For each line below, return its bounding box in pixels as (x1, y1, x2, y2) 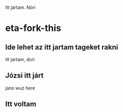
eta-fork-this (5, 23, 61, 34)
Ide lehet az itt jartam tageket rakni (5, 43, 118, 51)
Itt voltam (5, 100, 37, 108)
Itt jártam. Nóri (5, 5, 36, 10)
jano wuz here (5, 85, 35, 91)
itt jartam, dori (5, 57, 35, 62)
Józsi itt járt (5, 71, 44, 80)
